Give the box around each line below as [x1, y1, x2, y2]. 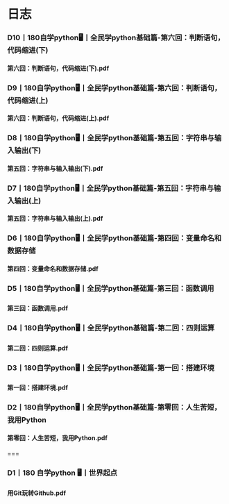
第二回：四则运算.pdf [7, 344, 68, 352]
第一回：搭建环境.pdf [7, 383, 68, 392]
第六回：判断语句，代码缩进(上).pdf [7, 114, 110, 122]
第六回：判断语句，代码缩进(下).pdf [7, 64, 110, 72]
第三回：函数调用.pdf [7, 304, 68, 312]
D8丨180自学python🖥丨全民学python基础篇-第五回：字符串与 [7, 133, 215, 143]
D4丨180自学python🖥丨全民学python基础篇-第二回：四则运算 [7, 324, 215, 333]
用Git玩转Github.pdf [7, 489, 67, 497]
